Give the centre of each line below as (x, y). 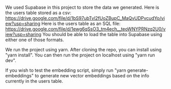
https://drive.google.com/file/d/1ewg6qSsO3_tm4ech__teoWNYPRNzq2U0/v (86, 29)
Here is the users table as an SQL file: (81, 23)
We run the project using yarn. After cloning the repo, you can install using (83, 50)
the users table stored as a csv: (38, 13)
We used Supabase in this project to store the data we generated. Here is (82, 7)
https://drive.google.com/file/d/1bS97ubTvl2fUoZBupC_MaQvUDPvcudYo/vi (85, 18)
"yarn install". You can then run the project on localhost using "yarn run (80, 55)
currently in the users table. (34, 81)
